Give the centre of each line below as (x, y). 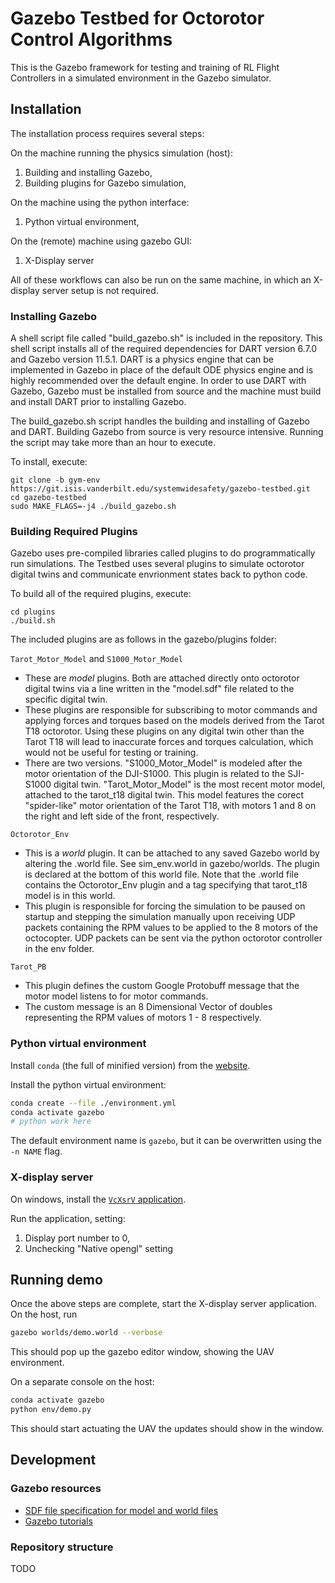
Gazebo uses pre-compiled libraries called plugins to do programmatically (163, 553)
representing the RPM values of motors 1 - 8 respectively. (143, 1018)
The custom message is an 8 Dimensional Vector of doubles (148, 1007)
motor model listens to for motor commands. (116, 996)
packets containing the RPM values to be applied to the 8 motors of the (171, 928)
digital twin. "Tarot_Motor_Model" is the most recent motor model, (189, 784)
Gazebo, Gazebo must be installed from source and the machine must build (166, 391)
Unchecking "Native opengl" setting (99, 1248)
